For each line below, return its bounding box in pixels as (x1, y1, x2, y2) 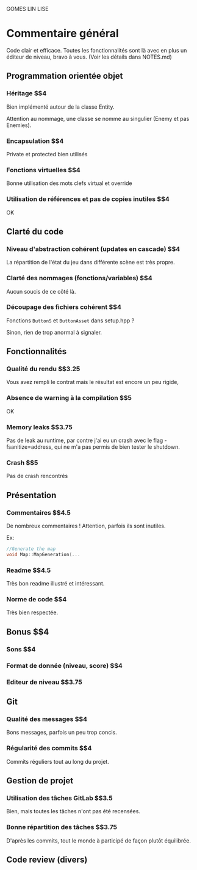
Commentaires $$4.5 (6, 508, 71, 517)
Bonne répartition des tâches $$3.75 (6, 823, 118, 832)
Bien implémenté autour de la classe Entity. (6, 103, 115, 111)
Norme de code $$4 (6, 595, 67, 604)
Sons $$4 (6, 645, 36, 653)
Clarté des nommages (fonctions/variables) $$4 (6, 274, 152, 283)
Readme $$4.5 (6, 566, 51, 575)
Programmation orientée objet (6, 71, 123, 81)
